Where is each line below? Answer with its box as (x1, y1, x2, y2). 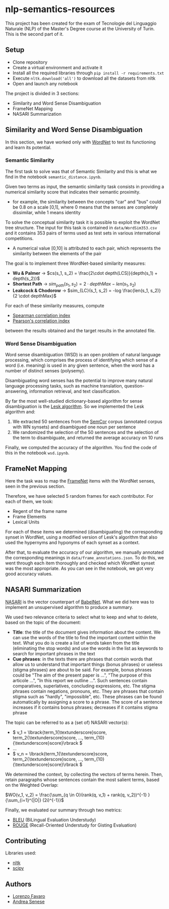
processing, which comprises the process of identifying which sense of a (5, 357, 158, 363)
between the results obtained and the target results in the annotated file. (5, 327, 156, 333)
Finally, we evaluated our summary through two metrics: (5, 807, 122, 813)
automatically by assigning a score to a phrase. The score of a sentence (12, 699, 163, 705)
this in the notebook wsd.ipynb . (5, 450, 70, 456)
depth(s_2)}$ (12, 275, 40, 281)
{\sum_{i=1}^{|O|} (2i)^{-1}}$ (5, 797, 64, 803)
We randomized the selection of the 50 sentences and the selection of (12, 429, 159, 435)
